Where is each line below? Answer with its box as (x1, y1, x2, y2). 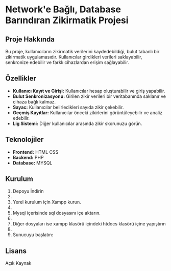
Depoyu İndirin (12, 188, 44, 194)
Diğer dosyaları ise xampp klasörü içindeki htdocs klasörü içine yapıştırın (12, 221, 166, 227)
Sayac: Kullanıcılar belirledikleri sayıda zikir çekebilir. (12, 104, 124, 110)
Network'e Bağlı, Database (5, 4, 121, 15)
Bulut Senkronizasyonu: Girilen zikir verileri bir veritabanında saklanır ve (12, 93, 166, 99)
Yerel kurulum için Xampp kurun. (12, 199, 82, 205)
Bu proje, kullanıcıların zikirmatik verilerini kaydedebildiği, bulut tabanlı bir (5, 49, 160, 54)
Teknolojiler (5, 135, 44, 144)
